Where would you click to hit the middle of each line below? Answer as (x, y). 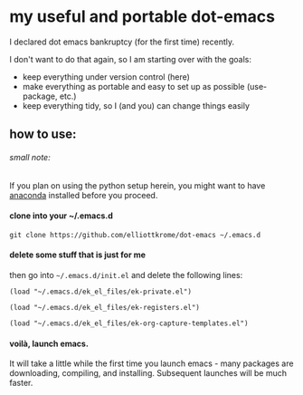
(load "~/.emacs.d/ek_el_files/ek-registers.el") (105, 307)
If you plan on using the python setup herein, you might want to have (137, 185)
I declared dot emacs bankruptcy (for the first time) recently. (122, 42)
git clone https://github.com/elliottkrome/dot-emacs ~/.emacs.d (135, 235)
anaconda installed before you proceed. (84, 195)
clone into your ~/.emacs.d (61, 216)
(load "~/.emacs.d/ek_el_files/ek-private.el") (101, 292)
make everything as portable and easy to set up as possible (133, 86)
